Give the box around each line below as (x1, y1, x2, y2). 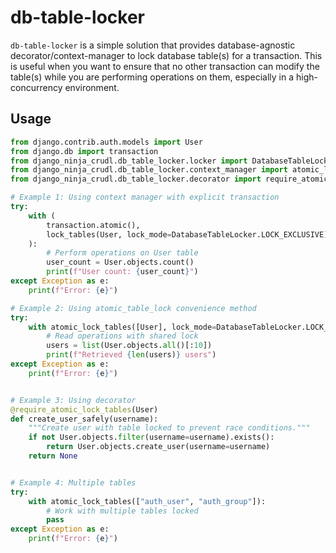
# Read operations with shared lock (46, 331, 199, 341)
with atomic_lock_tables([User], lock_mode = (28, 322, 217, 332)
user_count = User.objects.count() (46, 257, 195, 268)
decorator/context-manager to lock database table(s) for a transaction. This (10, 49, 323, 61)
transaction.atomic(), (46, 220, 141, 230)
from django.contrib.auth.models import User (10, 137, 203, 147)
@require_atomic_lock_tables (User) (10, 404, 159, 415)
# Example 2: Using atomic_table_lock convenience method (10, 303, 257, 313)
